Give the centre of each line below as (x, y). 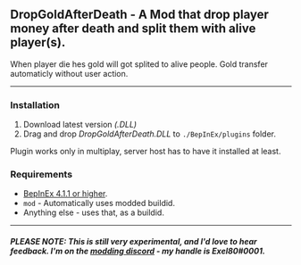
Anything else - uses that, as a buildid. (93, 212)
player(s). (38, 42)
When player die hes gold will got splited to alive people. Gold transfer (139, 64)
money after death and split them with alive (133, 29)
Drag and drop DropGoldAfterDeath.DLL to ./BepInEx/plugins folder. (149, 134)
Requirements (42, 175)
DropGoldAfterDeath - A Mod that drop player (139, 15)
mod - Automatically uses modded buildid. (99, 203)
